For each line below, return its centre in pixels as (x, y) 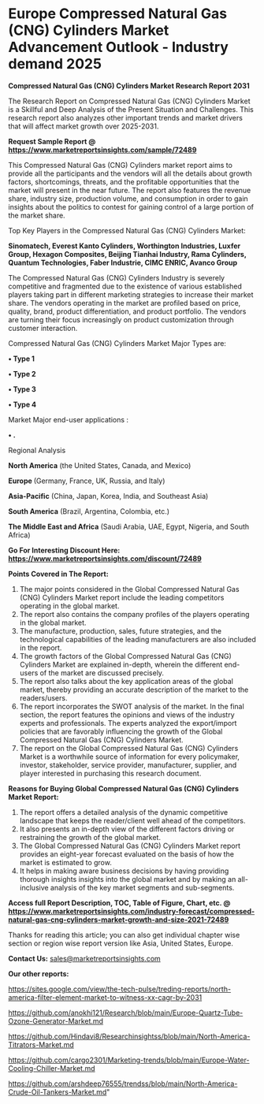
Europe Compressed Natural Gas (117, 14)
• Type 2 (22, 374)
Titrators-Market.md (41, 1044)
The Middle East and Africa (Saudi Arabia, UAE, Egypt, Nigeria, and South (129, 526)
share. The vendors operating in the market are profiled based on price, (125, 303)
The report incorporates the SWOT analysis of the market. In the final (132, 706)
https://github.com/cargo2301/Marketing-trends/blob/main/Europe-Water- (129, 1060)
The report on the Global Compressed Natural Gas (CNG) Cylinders (129, 748)
